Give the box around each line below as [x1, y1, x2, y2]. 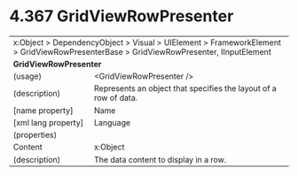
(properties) [12, 130, 58, 141]
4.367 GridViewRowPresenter [9, 6, 234, 27]
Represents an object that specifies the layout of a [93, 83, 277, 94]
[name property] [12, 104, 74, 116]
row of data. [93, 93, 138, 103]
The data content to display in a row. [93, 154, 227, 165]
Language [93, 117, 131, 127]
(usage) [12, 71, 43, 81]
